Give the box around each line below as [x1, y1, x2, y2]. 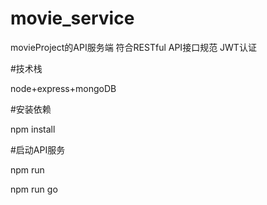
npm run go [10, 183, 58, 195]
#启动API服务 [10, 143, 66, 156]
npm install [10, 123, 56, 135]
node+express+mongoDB [10, 82, 117, 94]
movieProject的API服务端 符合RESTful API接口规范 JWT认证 [10, 41, 257, 53]
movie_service [10, 7, 135, 30]
